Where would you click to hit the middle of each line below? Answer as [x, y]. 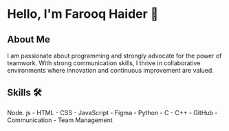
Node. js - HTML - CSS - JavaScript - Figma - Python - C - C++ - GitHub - [112, 112]
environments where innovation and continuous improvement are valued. [111, 70]
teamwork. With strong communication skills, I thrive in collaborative [104, 63]
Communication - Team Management [60, 120]
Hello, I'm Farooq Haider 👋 [83, 14]
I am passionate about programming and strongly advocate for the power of [115, 56]
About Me [29, 39]
